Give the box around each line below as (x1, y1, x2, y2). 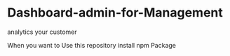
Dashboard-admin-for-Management (7, 5, 223, 21)
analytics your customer (7, 28, 77, 36)
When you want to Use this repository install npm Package (7, 41, 177, 49)
